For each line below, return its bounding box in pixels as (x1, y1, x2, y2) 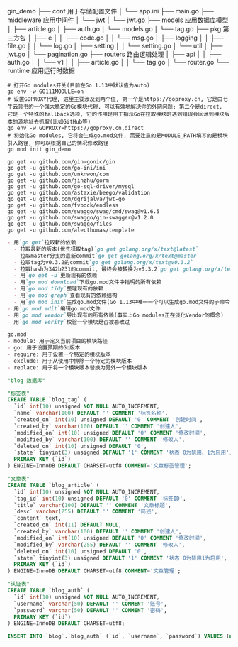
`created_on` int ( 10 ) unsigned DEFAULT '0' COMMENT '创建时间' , (13, 416, 203, 423)
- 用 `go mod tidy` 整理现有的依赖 (13, 286, 104, 293)
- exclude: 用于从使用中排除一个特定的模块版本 (7, 357, 132, 364)
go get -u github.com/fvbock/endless (7, 202, 119, 209)
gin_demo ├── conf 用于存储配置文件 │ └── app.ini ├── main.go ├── (7, 7, 214, 15)
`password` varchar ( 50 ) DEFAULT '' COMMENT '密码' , (13, 607, 168, 614)
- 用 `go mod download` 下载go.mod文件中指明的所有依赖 (13, 278, 161, 286)
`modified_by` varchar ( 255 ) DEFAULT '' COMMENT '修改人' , (13, 541, 186, 548)
